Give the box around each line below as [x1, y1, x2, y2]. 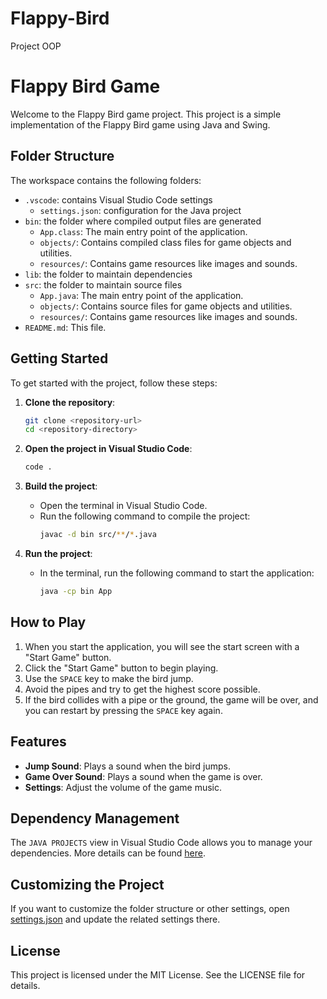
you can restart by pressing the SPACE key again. [24, 704, 223, 716]
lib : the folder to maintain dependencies [24, 268, 193, 280]
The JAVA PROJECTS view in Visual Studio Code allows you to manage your [10, 837, 313, 849]
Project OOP [10, 40, 62, 52]
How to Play [10, 614, 87, 631]
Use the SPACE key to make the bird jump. [24, 672, 194, 684]
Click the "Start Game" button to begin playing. [24, 662, 219, 674]
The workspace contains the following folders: [10, 174, 202, 186]
